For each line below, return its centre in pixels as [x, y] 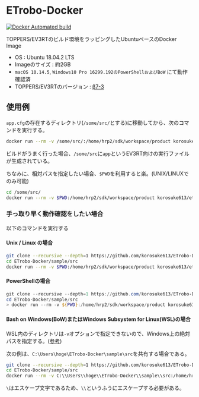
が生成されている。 [30, 160]
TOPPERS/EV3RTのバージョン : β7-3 [60, 86]
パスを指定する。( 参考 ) [34, 341]
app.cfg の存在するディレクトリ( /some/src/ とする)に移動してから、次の [93, 122]
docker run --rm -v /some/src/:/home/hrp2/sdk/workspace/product [88, 141]
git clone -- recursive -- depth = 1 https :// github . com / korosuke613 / [90, 294]
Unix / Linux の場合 [30, 243]
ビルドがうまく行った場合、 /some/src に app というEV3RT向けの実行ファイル [98, 153]
